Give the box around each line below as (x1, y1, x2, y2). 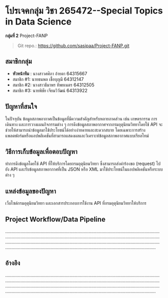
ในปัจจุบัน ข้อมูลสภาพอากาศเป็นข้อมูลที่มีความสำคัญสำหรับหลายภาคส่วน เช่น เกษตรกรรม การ (5, 115, 157, 121)
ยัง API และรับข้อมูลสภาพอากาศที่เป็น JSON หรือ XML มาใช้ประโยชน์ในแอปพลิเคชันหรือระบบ (5, 166, 163, 173)
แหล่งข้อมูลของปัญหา (5, 187, 56, 195)
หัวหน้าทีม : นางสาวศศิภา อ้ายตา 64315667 (12, 70, 88, 76)
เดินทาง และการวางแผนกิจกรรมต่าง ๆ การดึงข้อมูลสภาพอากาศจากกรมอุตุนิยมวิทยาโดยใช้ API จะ (5, 121, 163, 127)
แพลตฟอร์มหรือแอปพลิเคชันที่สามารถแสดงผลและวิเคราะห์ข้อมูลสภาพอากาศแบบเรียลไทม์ (5, 132, 149, 138)
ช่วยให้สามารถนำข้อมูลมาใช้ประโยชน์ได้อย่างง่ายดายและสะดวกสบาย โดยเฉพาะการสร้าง (5, 127, 145, 133)
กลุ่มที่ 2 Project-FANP (5, 33, 48, 39)
